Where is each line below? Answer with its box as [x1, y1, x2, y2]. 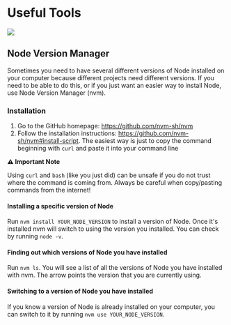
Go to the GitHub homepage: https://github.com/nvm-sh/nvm [17, 122, 193, 130]
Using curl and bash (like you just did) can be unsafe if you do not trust [7, 171, 211, 179]
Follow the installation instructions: [17, 129, 117, 137]
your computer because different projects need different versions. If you [7, 73, 214, 82]
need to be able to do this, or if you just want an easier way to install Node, [7, 81, 221, 89]
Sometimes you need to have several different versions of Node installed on [7, 66, 225, 75]
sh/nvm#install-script [17, 137, 79, 145]
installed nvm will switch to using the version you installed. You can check [7, 225, 219, 233]
